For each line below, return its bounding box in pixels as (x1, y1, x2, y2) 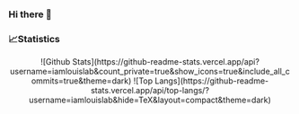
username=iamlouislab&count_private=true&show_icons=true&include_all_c (9, 66, 291, 77)
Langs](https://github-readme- (154, 75, 269, 86)
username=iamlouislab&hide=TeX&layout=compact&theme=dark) (29, 94, 271, 106)
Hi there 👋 (8, 8, 53, 21)
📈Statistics (8, 32, 60, 45)
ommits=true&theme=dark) (31, 75, 132, 86)
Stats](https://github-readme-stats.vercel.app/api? (72, 57, 259, 67)
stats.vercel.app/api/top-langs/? (90, 85, 210, 96)
